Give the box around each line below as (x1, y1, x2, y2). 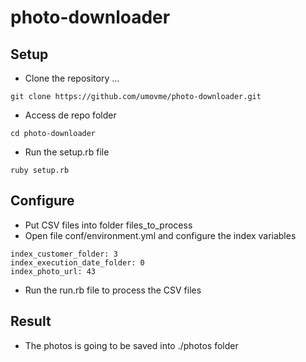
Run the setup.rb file (24, 146, 110, 158)
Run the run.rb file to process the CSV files (24, 284, 202, 296)
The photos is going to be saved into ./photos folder (24, 339, 239, 351)
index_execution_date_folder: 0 (10, 257, 145, 268)
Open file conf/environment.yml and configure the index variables (24, 229, 297, 241)
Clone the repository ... (24, 72, 120, 84)
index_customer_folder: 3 (10, 249, 118, 259)
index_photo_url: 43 (10, 266, 97, 276)
